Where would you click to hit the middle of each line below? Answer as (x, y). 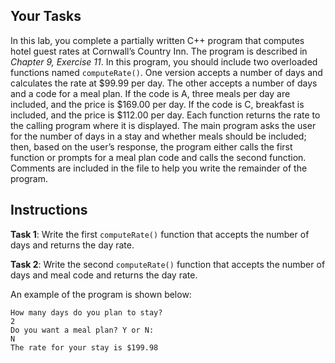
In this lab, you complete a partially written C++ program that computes (157, 40)
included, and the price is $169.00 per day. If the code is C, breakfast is (157, 104)
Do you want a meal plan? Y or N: (82, 330)
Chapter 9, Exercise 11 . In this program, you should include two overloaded (164, 61)
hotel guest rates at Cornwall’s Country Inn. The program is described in (159, 51)
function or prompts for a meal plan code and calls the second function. (158, 157)
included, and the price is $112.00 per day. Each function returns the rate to (165, 115)
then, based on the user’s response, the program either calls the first (151, 146)
